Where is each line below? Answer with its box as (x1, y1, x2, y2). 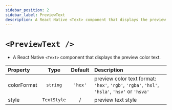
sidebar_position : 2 (5, 7, 50, 13)
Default (71, 66, 90, 74)
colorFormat (8, 82, 37, 89)
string (46, 82, 62, 88)
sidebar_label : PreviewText (5, 12, 66, 17)
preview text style (94, 96, 137, 103)
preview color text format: (94, 75, 156, 82)
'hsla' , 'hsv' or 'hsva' (94, 88, 149, 95)
